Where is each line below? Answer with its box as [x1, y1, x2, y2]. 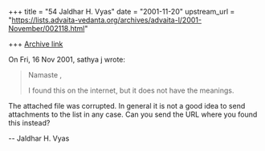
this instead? [8, 118, 51, 127]
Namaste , [27, 70, 63, 79]
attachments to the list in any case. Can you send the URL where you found [8, 109, 258, 119]
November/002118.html [8, 24, 85, 33]
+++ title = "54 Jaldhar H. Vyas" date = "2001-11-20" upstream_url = [8, 7, 235, 16]
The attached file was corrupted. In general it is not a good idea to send [8, 101, 246, 110]
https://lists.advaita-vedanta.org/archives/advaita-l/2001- [11, 15, 202, 25]
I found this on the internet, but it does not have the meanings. [27, 85, 234, 95]
